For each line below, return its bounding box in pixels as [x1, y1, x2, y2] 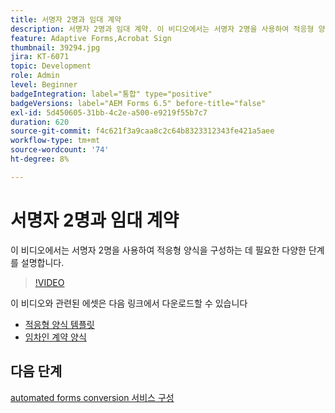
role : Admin [10, 71, 60, 81]
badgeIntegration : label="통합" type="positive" [10, 89, 213, 99]
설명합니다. [20, 256, 65, 268]
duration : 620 [10, 117, 70, 127]
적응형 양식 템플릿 [24, 318, 95, 330]
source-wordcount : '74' [10, 145, 110, 155]
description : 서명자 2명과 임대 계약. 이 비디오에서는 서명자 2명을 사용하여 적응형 [10, 24, 315, 34]
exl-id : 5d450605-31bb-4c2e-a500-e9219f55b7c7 [10, 107, 208, 118]
